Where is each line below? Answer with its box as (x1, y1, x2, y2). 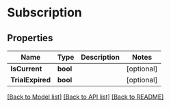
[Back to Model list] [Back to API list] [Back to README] (7, 93, 164, 101)
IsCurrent (10, 64, 42, 73)
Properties (7, 32, 53, 44)
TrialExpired (10, 75, 51, 84)
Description (81, 53, 120, 62)
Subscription (7, 5, 82, 21)
